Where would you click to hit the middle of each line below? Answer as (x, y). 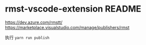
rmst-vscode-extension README (73, 9)
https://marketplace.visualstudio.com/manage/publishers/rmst (67, 27)
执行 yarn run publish (27, 37)
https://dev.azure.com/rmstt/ (34, 22)
